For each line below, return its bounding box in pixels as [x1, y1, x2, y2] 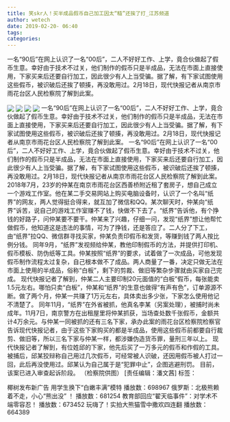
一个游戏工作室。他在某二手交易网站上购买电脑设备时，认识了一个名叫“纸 [7, 189, 214, 198]
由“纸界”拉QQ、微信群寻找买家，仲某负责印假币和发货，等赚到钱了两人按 [7, 232, 214, 240]
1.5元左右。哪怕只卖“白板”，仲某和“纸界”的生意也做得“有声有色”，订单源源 [7, 283, 217, 291]
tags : [7, 29, 23, 36]
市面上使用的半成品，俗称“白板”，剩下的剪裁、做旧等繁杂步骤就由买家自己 [7, 266, 217, 274]
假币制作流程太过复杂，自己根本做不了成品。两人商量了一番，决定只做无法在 [7, 258, 223, 266]
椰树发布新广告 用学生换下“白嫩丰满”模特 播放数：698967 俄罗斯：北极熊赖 [7, 384, 220, 392]
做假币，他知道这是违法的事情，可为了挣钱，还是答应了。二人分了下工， [7, 224, 211, 232]
